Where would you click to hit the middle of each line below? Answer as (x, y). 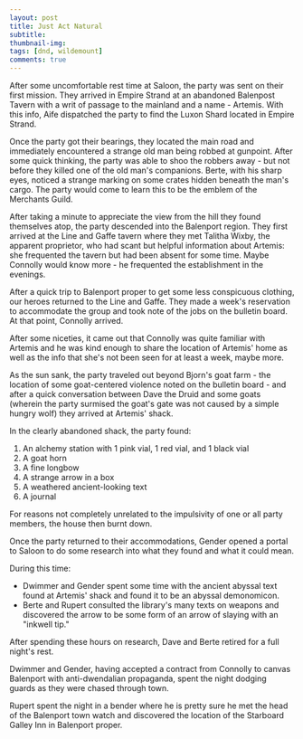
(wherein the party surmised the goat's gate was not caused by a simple (144, 404)
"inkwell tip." (46, 624)
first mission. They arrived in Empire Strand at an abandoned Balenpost (142, 95)
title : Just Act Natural (56, 26)
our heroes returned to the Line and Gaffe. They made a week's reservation (150, 301)
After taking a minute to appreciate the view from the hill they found (135, 217)
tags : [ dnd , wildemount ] (56, 52)
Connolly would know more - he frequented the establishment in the (137, 265)
